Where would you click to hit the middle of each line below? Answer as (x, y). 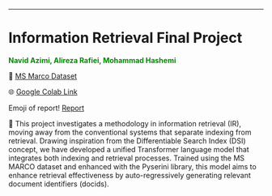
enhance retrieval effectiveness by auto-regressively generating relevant (130, 175)
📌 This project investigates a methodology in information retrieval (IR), (125, 123)
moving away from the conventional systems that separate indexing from (130, 132)
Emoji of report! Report (47, 108)
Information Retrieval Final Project (125, 38)
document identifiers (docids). (59, 184)
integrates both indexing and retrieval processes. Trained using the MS (127, 158)
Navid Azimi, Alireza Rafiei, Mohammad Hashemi (92, 60)
